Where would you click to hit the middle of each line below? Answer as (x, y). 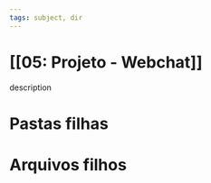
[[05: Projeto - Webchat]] (106, 62)
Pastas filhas (59, 124)
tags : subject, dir (46, 18)
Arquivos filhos (68, 165)
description (31, 87)
